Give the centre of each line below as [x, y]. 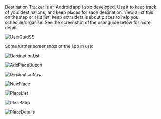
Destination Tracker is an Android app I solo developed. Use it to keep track [81, 7]
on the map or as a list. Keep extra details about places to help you [72, 17]
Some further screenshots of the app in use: [49, 46]
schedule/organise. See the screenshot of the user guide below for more [78, 22]
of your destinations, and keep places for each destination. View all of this [79, 12]
